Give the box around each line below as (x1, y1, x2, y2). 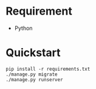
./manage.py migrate (5, 71, 58, 77)
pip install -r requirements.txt (5, 66, 91, 72)
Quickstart (5, 46, 61, 60)
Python (14, 24, 33, 32)
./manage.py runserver (5, 76, 63, 83)
